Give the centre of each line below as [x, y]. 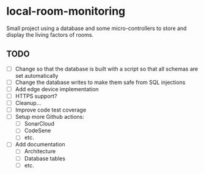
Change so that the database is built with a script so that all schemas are [107, 69]
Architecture [40, 151]
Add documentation [40, 145]
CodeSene [38, 130]
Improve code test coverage [51, 110]
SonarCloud [39, 124]
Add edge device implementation [57, 89]
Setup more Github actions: [49, 117]
